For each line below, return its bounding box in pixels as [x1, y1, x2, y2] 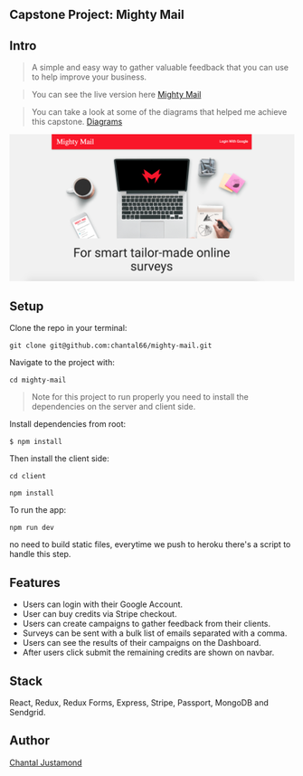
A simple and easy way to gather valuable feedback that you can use [31, 62, 289, 73]
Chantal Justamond [9, 757, 83, 768]
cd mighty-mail [9, 375, 67, 385]
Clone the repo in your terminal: [9, 323, 128, 334]
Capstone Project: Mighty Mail [9, 7, 185, 23]
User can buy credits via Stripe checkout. [22, 609, 177, 620]
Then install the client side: [9, 453, 110, 464]
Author [9, 733, 50, 749]
